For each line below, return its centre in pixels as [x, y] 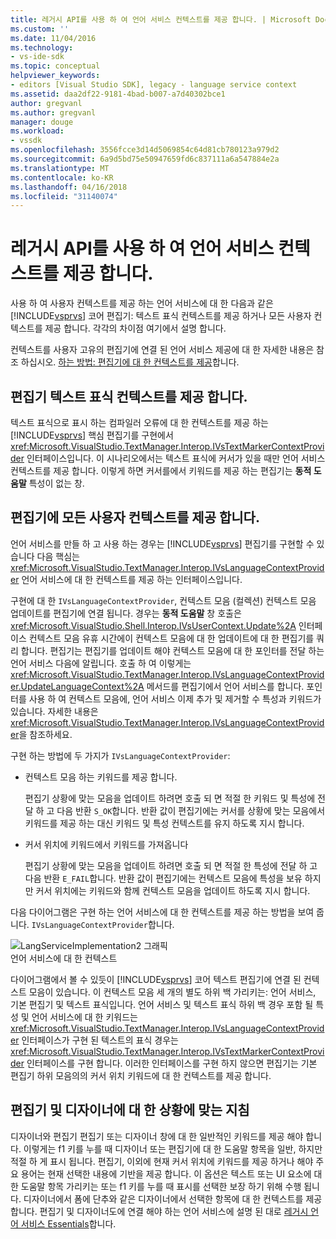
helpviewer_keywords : [55, 76]
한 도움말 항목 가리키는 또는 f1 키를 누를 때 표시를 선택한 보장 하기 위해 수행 [156, 1186]
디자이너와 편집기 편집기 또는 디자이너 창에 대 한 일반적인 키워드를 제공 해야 [157, 1136]
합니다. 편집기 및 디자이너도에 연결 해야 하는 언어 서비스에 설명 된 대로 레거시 [159, 1211]
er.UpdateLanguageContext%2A [77, 686]
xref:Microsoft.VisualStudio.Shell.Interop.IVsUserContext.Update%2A [153, 625]
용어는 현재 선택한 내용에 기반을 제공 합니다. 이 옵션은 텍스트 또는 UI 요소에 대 [171, 1173]
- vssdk [26, 141]
